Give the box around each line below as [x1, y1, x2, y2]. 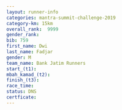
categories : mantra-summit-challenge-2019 [6, 15, 116, 21]
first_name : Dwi [6, 43, 48, 50]
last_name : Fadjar [6, 49, 53, 55]
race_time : [6, 83, 34, 89]
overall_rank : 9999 [6, 26, 59, 32]
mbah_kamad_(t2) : [6, 71, 51, 78]
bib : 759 [6, 37, 29, 43]
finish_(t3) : [6, 77, 40, 83]
